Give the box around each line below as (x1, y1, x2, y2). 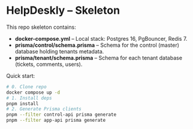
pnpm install (6, 100, 39, 107)
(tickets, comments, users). (14, 61, 83, 68)
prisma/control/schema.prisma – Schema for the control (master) (14, 41, 180, 49)
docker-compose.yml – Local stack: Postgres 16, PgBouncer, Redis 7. (14, 35, 188, 42)
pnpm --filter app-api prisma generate (6, 118, 106, 124)
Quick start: (6, 72, 35, 79)
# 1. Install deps (6, 95, 52, 101)
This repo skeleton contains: (6, 23, 76, 31)
